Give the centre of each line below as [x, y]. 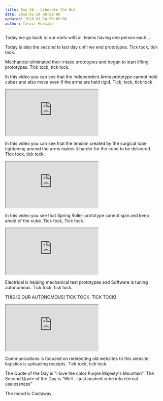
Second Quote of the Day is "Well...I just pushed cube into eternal [72, 379]
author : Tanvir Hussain [30, 23]
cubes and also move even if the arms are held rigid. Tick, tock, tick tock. [79, 82]
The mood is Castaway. [29, 394]
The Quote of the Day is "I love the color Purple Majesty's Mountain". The [80, 373]
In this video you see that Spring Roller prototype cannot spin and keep [77, 216]
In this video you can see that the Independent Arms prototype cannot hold [81, 77]
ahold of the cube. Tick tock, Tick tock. [45, 221]
